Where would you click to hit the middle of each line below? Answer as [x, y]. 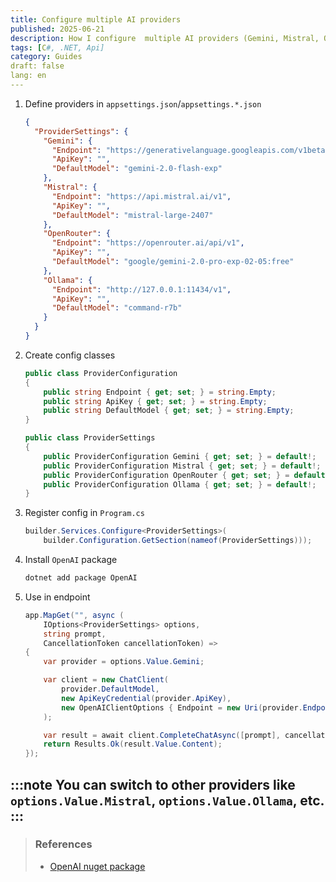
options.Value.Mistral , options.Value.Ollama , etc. [167, 800]
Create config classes [70, 355]
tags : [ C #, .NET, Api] [57, 47]
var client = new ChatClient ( [106, 680]
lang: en [28, 76]
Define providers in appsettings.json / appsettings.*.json [143, 103]
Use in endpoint [57, 597]
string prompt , [75, 634]
